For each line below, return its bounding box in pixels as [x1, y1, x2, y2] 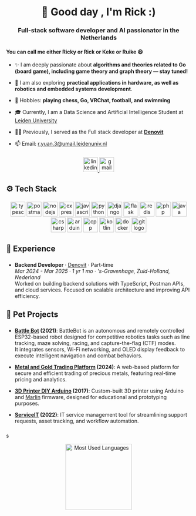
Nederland [14, 273, 41, 281]
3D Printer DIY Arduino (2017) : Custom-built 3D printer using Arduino [14, 387, 184, 394]
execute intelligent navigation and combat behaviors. [14, 352, 143, 359]
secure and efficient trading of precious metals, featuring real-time [14, 370, 176, 377]
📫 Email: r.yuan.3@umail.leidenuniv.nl [14, 140, 107, 148]
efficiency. [14, 292, 40, 299]
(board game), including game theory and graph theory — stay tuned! [14, 68, 188, 75]
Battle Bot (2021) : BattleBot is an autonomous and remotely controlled [14, 327, 185, 334]
